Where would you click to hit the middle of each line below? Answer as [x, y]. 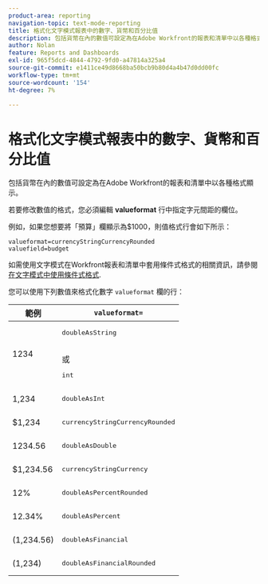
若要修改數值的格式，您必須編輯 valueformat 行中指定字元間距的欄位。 [125, 210]
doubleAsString [89, 333]
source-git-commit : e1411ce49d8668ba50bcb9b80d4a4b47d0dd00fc [114, 68]
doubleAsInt [83, 399]
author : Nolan [32, 46]
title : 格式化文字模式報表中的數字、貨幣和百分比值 [83, 30]
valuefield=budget [39, 249]
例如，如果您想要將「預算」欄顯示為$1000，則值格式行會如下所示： [120, 227]
